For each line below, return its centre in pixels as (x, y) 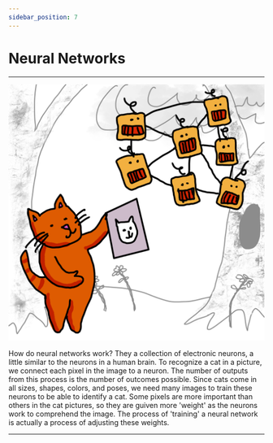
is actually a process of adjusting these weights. (89, 422)
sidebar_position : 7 (43, 17)
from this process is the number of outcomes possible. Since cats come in (133, 379)
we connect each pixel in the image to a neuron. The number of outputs (128, 371)
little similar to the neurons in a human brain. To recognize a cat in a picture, (135, 362)
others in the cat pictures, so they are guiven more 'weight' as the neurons (133, 405)
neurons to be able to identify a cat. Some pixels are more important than (131, 396)
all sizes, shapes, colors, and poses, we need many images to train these (131, 388)
